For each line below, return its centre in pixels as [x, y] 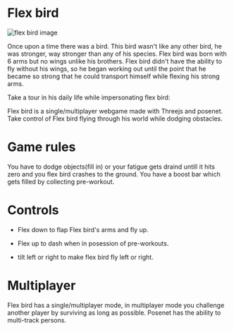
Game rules [42, 147]
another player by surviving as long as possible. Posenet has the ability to [114, 313]
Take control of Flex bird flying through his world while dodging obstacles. [115, 119]
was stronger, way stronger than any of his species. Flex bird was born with [117, 54]
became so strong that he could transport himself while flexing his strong [113, 76]
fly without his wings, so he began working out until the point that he [107, 68]
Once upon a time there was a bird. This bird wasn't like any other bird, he [115, 46]
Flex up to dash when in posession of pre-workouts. [93, 243]
